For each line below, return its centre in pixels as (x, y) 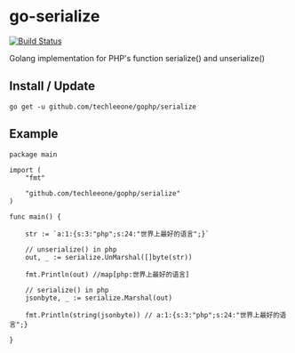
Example (34, 134)
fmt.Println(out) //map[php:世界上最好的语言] (108, 274)
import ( (25, 170)
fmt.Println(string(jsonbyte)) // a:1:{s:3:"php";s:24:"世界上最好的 (152, 315)
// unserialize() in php (71, 249)
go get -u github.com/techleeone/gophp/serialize (103, 107)
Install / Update (52, 86)
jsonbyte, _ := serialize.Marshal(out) (99, 298)
